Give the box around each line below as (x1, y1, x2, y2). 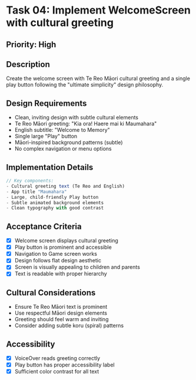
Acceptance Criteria (6, 221, 82, 231)
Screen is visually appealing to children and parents (14, 264, 140, 271)
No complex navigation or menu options (14, 145, 112, 152)
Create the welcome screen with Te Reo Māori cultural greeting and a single (6, 75, 190, 82)
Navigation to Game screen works (14, 251, 97, 258)
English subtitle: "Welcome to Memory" (14, 126, 110, 134)
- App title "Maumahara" (6, 189, 67, 195)
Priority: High (6, 39, 57, 49)
